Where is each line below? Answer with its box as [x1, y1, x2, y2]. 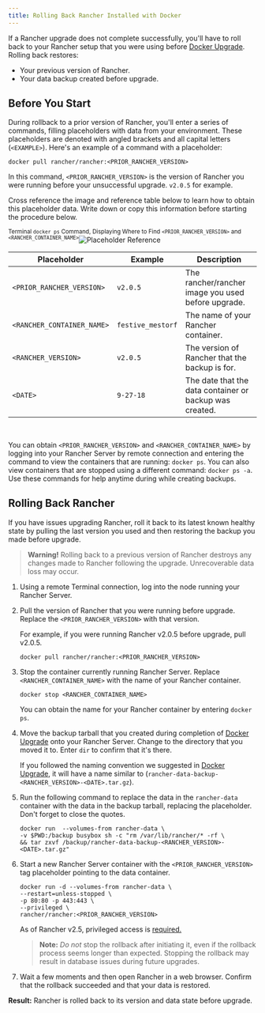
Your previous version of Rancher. [19, 65, 130, 75]
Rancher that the [185, 353, 247, 364]
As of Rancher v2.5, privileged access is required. [19, 924, 182, 934]
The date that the [185, 375, 249, 386]
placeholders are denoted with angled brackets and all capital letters [8, 134, 231, 144]
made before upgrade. [8, 535, 81, 544]
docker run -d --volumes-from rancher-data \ [19, 883, 172, 890]
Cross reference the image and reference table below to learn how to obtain [8, 195, 255, 206]
